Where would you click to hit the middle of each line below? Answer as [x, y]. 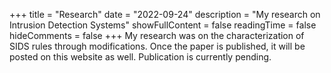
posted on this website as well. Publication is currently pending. [140, 57]
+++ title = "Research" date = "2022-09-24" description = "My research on [165, 14]
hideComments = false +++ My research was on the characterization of [157, 35]
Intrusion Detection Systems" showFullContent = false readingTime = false [163, 25]
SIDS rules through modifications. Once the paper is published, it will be [157, 46]
